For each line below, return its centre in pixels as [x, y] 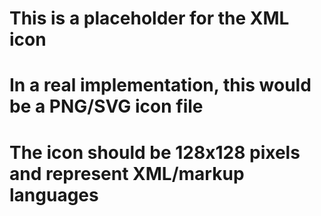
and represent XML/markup [127, 173]
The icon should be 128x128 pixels [155, 152]
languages [54, 194]
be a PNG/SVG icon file [106, 106]
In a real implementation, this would [160, 85]
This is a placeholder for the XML [149, 18]
